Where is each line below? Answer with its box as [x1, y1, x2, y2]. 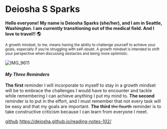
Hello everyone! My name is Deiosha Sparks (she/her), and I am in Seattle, [5, 20, 162, 26]
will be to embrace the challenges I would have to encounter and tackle [5, 88, 152, 94]
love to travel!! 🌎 [5, 31, 41, 37]
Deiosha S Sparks [5, 3, 80, 15]
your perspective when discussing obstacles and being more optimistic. [5, 51, 128, 56]
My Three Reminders [5, 71, 50, 77]
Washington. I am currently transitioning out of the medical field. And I [5, 25, 154, 31]
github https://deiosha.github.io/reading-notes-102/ [5, 119, 111, 125]
